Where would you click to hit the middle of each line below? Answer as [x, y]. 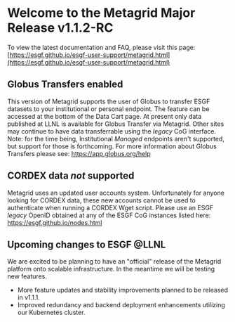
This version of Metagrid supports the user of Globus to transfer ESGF [109, 101]
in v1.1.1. [29, 297]
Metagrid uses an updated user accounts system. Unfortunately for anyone [116, 193]
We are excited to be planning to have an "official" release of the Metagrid [114, 262]
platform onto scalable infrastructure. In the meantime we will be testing [111, 269]
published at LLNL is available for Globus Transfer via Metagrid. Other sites [116, 124]
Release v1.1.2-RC [60, 28]
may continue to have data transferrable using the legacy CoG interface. [112, 131]
